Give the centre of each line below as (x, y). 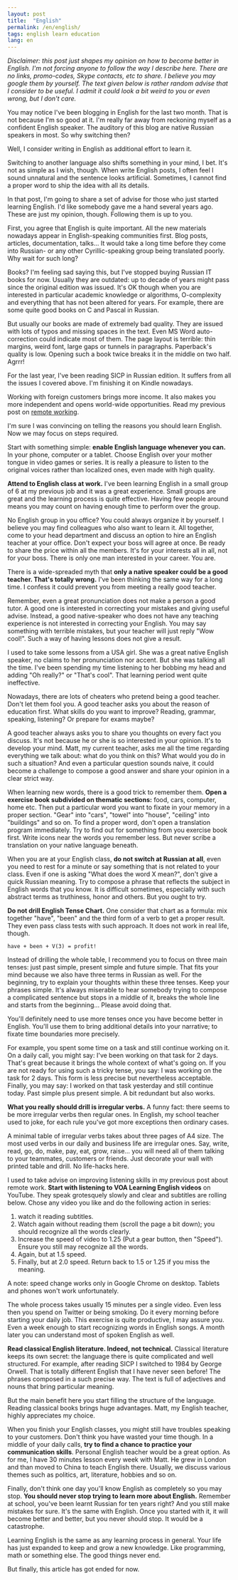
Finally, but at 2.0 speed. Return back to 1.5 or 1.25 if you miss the (114, 1262)
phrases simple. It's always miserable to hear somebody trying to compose (117, 990)
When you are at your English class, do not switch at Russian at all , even (114, 859)
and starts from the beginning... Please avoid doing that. (90, 1005)
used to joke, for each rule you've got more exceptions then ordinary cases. (118, 1122)
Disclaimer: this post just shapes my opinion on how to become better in (113, 61)
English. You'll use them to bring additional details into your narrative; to (113, 1027)
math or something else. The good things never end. (84, 1555)
